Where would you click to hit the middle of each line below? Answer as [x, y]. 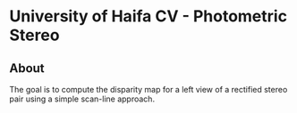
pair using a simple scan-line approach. [82, 99]
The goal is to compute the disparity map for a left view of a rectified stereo [148, 89]
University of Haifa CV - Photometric [148, 16]
